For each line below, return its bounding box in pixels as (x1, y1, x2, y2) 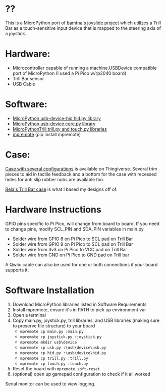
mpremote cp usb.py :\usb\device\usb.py (20, 345, 106, 350)
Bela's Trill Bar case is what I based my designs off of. (5, 186, 118, 192)
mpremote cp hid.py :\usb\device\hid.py (20, 350, 106, 356)
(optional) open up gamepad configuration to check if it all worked (12, 371, 150, 377)
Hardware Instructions (5, 204, 102, 215)
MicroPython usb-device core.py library (12, 121, 96, 127)
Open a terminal (12, 312, 46, 318)
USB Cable (12, 81, 35, 87)
